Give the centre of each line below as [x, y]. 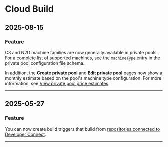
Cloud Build [29, 9]
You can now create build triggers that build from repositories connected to [83, 129]
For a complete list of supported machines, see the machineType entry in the [83, 58]
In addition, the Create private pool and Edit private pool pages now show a [84, 73]
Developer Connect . [26, 134]
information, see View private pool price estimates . [57, 83]
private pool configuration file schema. [45, 63]
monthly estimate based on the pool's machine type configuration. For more [83, 78]
